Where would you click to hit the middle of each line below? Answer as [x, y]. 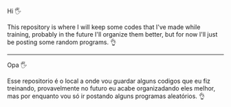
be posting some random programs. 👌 [62, 42]
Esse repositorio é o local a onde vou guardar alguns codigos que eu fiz [109, 81]
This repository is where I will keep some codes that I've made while [104, 27]
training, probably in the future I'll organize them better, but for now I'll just [112, 34]
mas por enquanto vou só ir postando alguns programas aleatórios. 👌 [106, 96]
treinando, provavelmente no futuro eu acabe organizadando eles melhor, [111, 88]
